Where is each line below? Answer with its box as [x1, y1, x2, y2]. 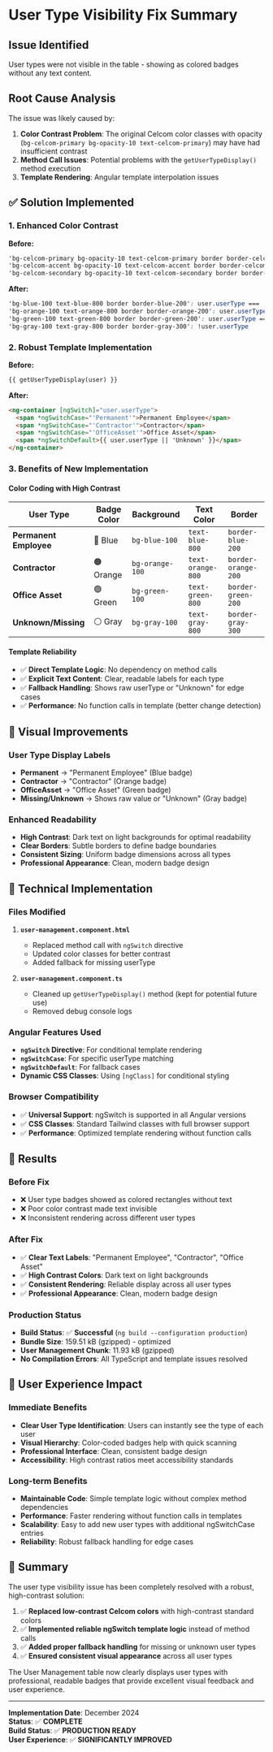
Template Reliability [8, 647, 77, 656]
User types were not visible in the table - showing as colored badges [8, 59, 240, 69]
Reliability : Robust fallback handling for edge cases [19, 1537, 193, 1547]
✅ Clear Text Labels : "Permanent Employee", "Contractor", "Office [19, 1252, 244, 1262]
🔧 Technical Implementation [8, 881, 153, 895]
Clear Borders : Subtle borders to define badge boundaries [19, 841, 217, 850]
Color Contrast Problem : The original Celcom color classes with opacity [19, 128, 262, 139]
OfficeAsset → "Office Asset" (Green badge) [19, 785, 171, 795]
